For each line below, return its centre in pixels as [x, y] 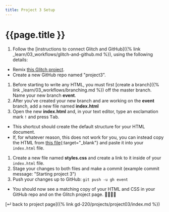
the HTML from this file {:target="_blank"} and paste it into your [78, 142]
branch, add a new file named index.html [56, 106]
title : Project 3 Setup [30, 10]
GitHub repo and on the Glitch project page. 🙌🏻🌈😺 [64, 194]
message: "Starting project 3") [44, 174]
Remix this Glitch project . [38, 69]
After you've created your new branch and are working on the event [83, 100]
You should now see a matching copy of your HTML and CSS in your [84, 189]
